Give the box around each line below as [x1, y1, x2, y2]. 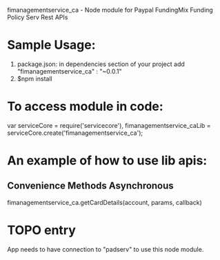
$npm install [17, 74, 53, 83]
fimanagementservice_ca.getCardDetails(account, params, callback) [7, 198, 202, 206]
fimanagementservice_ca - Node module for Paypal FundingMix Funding [7, 6, 214, 14]
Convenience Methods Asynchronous [7, 180, 174, 192]
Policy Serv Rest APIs [7, 13, 68, 21]
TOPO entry [7, 223, 76, 238]
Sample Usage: [7, 37, 96, 53]
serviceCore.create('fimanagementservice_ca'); [7, 129, 143, 137]
